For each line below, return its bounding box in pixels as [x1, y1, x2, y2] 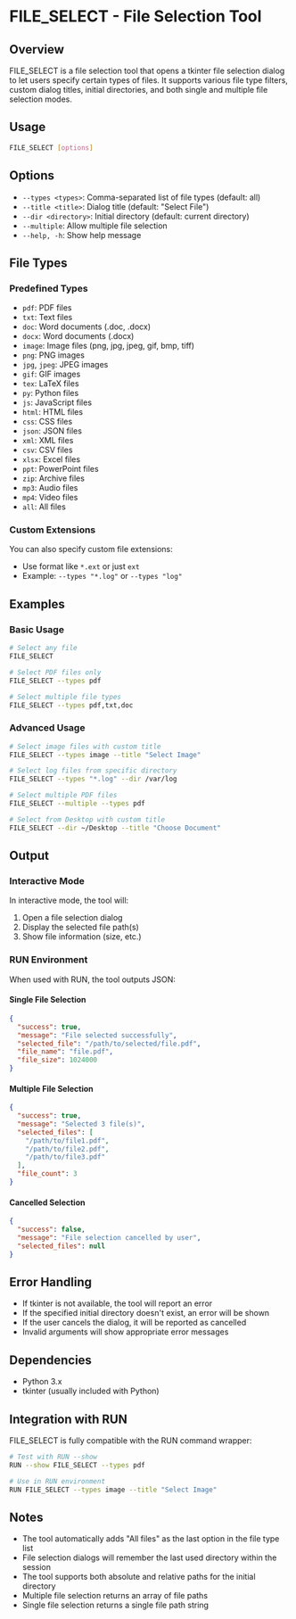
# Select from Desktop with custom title [9, 814, 166, 824]
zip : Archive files [21, 473, 85, 483]
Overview [9, 42, 65, 57]
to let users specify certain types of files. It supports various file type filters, [9, 75, 288, 86]
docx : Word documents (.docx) [21, 331, 135, 342]
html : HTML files [21, 407, 83, 417]
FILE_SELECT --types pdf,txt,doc [9, 700, 134, 710]
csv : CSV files [21, 444, 73, 456]
